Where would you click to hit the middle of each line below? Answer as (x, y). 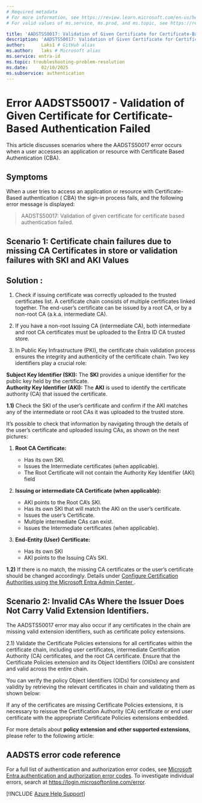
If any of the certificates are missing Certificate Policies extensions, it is (95, 705)
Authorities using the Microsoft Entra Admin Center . (71, 583)
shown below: (23, 693)
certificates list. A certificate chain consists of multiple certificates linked (105, 301)
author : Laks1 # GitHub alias (51, 45)
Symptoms (27, 177)
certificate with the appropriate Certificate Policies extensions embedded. (98, 718)
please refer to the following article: (50, 736)
